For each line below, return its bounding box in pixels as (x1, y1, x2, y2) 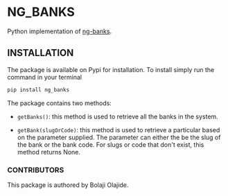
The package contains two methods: (7, 98, 112, 107)
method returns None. (17, 148, 81, 156)
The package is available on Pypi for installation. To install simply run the (7, 65, 215, 73)
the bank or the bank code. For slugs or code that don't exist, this (17, 140, 204, 149)
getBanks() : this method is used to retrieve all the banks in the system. (17, 112, 218, 121)
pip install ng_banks (7, 86, 70, 93)
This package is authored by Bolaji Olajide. (7, 181, 129, 189)
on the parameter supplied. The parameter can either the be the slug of (17, 133, 221, 141)
